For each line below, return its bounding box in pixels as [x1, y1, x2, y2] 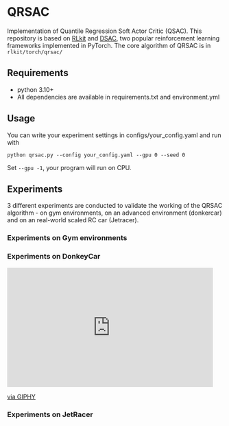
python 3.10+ [16, 85, 54, 93]
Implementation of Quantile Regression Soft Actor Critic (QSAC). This [7, 27, 202, 35]
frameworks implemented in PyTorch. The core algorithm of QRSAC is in [7, 41, 211, 49]
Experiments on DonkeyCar [7, 252, 101, 261]
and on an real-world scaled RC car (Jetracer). [7, 216, 139, 224]
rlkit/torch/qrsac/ [7, 49, 63, 56]
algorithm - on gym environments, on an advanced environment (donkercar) [7, 209, 222, 217]
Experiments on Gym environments [7, 233, 128, 243]
